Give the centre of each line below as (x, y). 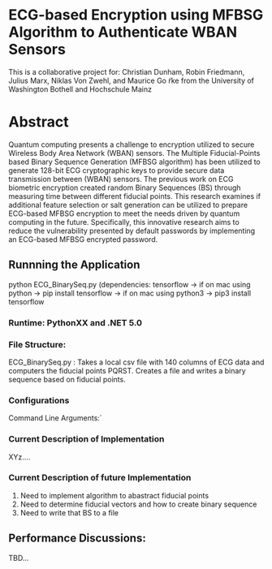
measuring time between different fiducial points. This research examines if (135, 196)
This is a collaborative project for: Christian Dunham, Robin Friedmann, (127, 71)
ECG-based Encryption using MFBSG (136, 15)
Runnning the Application (74, 265)
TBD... (19, 558)
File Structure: (37, 344)
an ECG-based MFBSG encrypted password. (83, 239)
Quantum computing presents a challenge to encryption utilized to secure (132, 144)
